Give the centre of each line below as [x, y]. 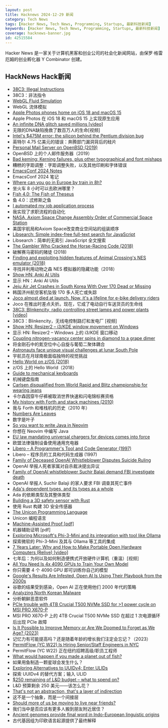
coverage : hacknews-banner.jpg [38, 33]
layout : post [19, 10]
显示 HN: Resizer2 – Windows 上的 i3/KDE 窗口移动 [65, 333]
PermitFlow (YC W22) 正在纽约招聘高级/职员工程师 [65, 650]
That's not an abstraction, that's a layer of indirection [67, 691]
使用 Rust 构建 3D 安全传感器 [42, 506]
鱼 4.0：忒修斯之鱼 [32, 200]
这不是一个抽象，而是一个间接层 [45, 697]
